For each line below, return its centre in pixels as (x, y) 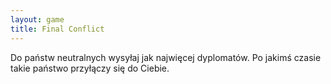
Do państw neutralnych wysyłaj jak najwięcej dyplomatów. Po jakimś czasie (166, 57)
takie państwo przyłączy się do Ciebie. (90, 68)
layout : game (37, 19)
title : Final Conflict (57, 29)
